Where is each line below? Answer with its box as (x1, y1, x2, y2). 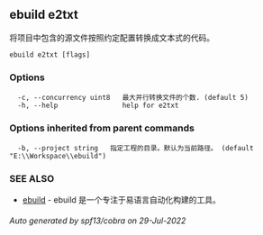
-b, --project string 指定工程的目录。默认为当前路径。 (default (17, 144, 254, 153)
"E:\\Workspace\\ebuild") (9, 152, 106, 161)
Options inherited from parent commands (9, 122, 195, 134)
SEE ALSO (9, 173, 55, 185)
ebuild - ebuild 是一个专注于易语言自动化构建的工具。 (22, 194, 221, 205)
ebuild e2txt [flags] (9, 50, 91, 59)
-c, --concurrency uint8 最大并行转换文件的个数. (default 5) (17, 94, 249, 103)
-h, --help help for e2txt (17, 101, 179, 111)
